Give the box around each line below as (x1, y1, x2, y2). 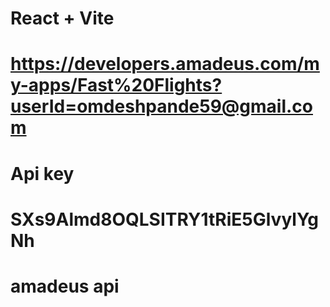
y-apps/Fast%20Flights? (10, 74, 223, 97)
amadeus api (10, 275, 120, 297)
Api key (10, 162, 75, 185)
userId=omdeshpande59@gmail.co (10, 95, 313, 118)
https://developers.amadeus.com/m (10, 53, 320, 76)
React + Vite (10, 7, 115, 30)
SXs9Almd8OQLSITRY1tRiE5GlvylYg (10, 208, 320, 231)
